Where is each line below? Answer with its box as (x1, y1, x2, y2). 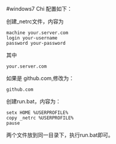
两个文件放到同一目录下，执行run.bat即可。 (6, 131, 114, 139)
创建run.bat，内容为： (6, 98, 61, 105)
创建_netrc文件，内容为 (6, 18, 64, 25)
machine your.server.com (6, 30, 69, 36)
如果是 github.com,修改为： (6, 75, 75, 82)
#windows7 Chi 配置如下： (6, 5, 73, 12)
